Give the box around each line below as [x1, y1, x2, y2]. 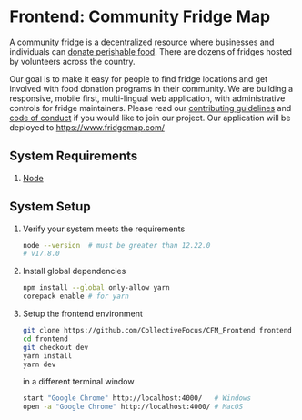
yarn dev [22, 360, 56, 369]
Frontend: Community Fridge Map [9, 6, 271, 27]
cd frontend [22, 334, 68, 343]
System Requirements [9, 149, 138, 164]
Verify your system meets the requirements [22, 223, 186, 234]
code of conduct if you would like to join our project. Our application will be [9, 112, 291, 123]
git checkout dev [22, 343, 89, 352]
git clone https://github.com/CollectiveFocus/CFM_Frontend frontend [22, 326, 293, 335]
